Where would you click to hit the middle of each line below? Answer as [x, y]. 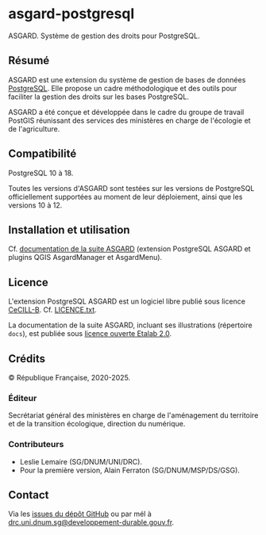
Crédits [27, 359]
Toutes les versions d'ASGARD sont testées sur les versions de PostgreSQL [131, 188]
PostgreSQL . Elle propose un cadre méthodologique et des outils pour [123, 88]
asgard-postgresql [71, 14]
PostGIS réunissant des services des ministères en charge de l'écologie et [130, 120]
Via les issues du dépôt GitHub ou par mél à [80, 514]
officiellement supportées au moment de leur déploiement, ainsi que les [125, 197]
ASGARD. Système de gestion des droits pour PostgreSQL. [104, 36]
